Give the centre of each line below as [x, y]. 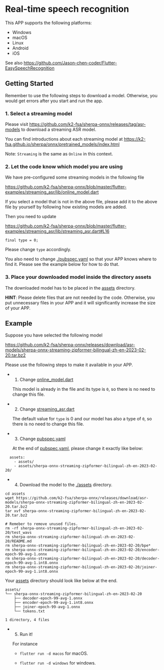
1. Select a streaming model [39, 113]
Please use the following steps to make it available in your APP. [69, 365]
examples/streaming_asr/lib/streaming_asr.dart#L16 [57, 231]
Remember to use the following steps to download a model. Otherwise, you [81, 95]
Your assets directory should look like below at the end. [61, 581]
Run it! [26, 634]
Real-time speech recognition [67, 9]
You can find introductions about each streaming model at [64, 139]
